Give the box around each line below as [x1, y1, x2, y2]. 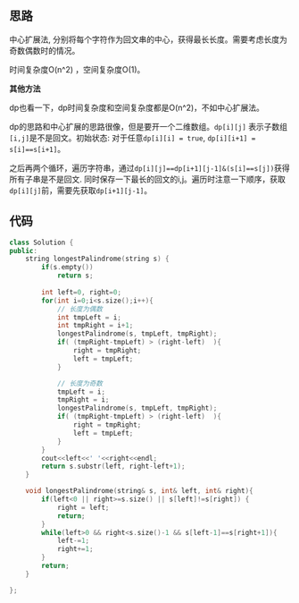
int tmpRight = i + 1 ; [56, 321, 134, 330]
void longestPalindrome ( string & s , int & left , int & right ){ [25, 487, 253, 496]
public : [9, 246, 38, 255]
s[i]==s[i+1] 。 [9, 143, 65, 154]
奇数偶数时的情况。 [9, 45, 80, 55]
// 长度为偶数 [56, 304, 103, 313]
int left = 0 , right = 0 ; [41, 287, 122, 297]
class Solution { [9, 238, 74, 247]
